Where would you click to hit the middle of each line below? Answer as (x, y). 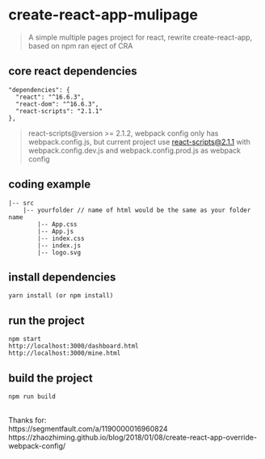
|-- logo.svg (59, 252)
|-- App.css (58, 224)
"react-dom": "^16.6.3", (57, 104)
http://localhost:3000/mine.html (65, 353)
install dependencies (62, 277)
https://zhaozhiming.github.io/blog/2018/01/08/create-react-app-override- (132, 437)
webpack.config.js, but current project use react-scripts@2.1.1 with (139, 141)
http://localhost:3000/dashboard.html (74, 346)
